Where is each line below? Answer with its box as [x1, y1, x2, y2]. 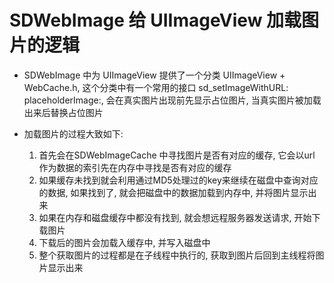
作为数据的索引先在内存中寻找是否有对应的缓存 [38, 161, 232, 173]
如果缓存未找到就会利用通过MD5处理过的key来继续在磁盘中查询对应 [38, 174, 319, 186]
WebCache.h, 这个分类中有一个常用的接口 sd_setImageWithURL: [23, 81, 289, 93]
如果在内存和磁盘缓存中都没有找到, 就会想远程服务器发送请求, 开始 [38, 211, 312, 223]
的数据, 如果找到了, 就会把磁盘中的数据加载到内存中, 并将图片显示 [38, 186, 309, 198]
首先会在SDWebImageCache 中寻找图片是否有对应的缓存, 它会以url [38, 149, 316, 161]
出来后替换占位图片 [23, 106, 104, 118]
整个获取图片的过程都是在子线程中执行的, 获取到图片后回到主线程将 [38, 249, 316, 261]
